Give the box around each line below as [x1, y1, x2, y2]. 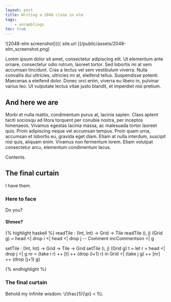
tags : [5, 17, 17, 22]
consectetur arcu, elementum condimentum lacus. [5, 144, 111, 150]
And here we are [5, 98, 59, 106]
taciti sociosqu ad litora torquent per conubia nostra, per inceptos [5, 117, 143, 123]
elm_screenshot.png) [5, 46, 50, 52]
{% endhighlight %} [5, 266, 47, 272]
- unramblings [14, 21, 44, 27]
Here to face [5, 195, 37, 202]
